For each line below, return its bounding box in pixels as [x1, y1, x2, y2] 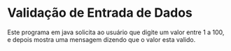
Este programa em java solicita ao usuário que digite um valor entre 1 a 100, [7, 28, 225, 36]
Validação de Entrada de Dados [7, 5, 192, 21]
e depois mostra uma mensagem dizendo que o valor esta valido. [7, 35, 196, 43]
